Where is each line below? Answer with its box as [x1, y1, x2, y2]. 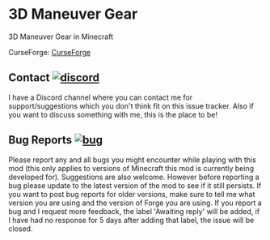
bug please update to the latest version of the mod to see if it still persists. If [8, 180, 262, 191]
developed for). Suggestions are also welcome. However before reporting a [8, 172, 260, 182]
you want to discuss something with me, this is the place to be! [8, 109, 218, 119]
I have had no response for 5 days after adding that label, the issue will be [8, 215, 255, 225]
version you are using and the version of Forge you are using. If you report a [8, 198, 263, 208]
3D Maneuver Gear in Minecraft [8, 32, 114, 41]
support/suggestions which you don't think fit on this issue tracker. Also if [8, 101, 255, 110]
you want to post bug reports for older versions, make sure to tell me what [8, 189, 255, 199]
